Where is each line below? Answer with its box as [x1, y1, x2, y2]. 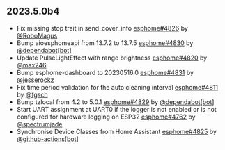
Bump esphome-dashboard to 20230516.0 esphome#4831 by [16, 68, 194, 76]
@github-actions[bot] [16, 135, 79, 143]
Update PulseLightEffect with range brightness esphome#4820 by [16, 53, 208, 62]
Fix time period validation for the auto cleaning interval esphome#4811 [16, 83, 219, 91]
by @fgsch [16, 90, 48, 99]
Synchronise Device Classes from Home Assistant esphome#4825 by [16, 127, 217, 135]
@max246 [16, 60, 47, 69]
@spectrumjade [16, 119, 63, 128]
